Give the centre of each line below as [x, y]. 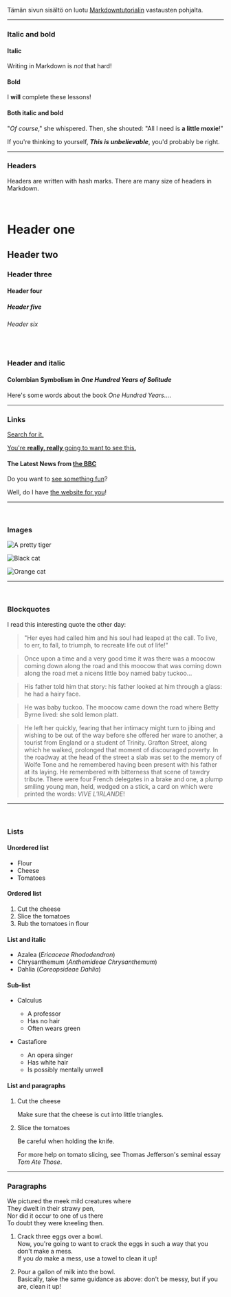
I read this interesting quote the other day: [67, 624]
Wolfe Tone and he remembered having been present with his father [121, 764]
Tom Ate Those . [40, 1162]
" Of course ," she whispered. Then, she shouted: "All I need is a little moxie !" [115, 128]
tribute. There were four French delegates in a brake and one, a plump [123, 779]
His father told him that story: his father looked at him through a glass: [123, 686]
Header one [41, 230]
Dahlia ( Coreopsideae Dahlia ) [59, 969]
